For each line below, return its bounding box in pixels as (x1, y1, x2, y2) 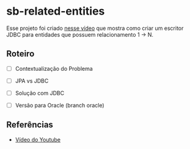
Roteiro (6, 49, 35, 59)
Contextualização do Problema (15, 65, 93, 72)
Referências (6, 120, 54, 130)
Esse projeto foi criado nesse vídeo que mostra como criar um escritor (6, 24, 184, 32)
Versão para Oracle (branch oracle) (15, 101, 105, 109)
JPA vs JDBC (15, 77, 49, 84)
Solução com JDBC (15, 89, 65, 96)
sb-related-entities (6, 4, 105, 18)
